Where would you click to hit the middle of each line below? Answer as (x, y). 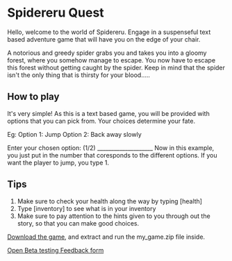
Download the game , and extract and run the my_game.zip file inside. (106, 237)
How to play (33, 97)
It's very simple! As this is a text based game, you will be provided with (108, 113)
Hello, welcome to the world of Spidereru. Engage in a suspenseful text (109, 32)
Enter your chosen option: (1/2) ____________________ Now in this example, (111, 148)
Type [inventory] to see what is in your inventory (86, 208)
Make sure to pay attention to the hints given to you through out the (114, 216)
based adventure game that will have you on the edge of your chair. (104, 39)
